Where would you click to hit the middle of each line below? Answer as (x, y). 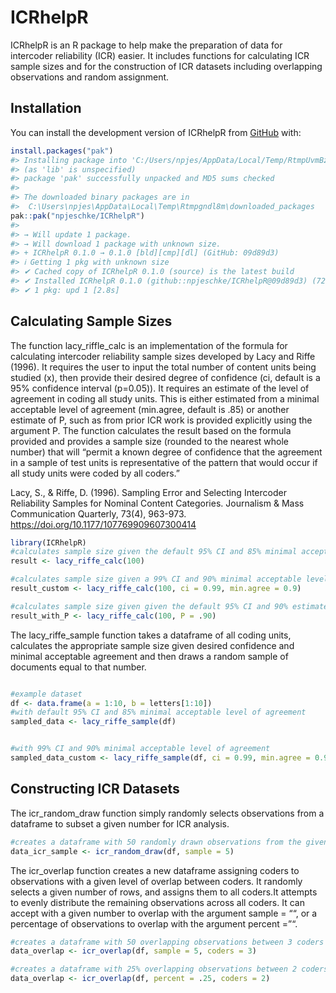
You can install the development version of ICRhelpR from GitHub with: (156, 132)
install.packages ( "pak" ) (62, 151)
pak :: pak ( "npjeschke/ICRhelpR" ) (77, 216)
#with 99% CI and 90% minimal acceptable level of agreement (140, 749)
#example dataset (46, 694)
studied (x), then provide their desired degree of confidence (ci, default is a (165, 377)
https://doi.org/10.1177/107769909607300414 (103, 524)
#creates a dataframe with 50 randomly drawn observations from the (156, 842)
